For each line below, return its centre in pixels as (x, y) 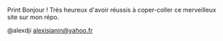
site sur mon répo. (33, 17)
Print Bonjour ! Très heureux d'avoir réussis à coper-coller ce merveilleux (112, 10)
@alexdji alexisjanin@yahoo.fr (50, 30)
